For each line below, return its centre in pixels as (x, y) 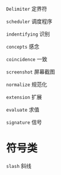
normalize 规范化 (27, 84)
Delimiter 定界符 (27, 9)
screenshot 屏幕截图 (30, 72)
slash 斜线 (19, 166)
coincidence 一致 (27, 59)
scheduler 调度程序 (29, 21)
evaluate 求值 (23, 109)
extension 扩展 (24, 97)
